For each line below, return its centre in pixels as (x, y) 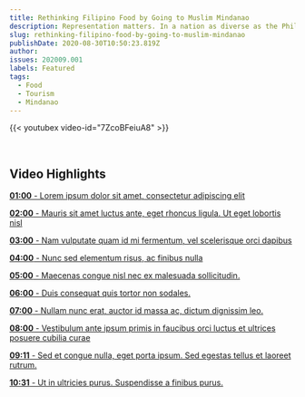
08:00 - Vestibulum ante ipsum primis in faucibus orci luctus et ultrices (143, 328)
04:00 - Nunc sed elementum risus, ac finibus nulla (106, 258)
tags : (20, 77)
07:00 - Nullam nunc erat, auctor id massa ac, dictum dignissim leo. (137, 311)
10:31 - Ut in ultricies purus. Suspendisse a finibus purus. (117, 382)
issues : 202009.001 (46, 60)
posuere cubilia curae (50, 338)
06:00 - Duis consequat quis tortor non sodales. (100, 293)
